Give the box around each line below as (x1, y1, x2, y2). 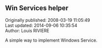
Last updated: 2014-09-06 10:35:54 (5, 22, 77, 28)
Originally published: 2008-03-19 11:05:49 (5, 17, 90, 23)
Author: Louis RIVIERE (5, 27, 50, 34)
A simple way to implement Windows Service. (5, 37, 98, 43)
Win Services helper (5, 4, 69, 12)
